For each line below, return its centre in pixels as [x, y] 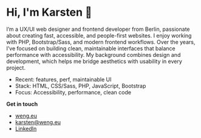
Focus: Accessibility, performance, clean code [73, 92]
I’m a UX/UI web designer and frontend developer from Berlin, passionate [98, 29]
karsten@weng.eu [38, 122]
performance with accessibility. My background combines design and [94, 54]
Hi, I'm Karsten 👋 [49, 12]
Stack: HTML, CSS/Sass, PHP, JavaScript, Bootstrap [80, 86]
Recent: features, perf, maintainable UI [63, 79]
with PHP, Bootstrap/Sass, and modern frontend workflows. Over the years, [101, 42]
